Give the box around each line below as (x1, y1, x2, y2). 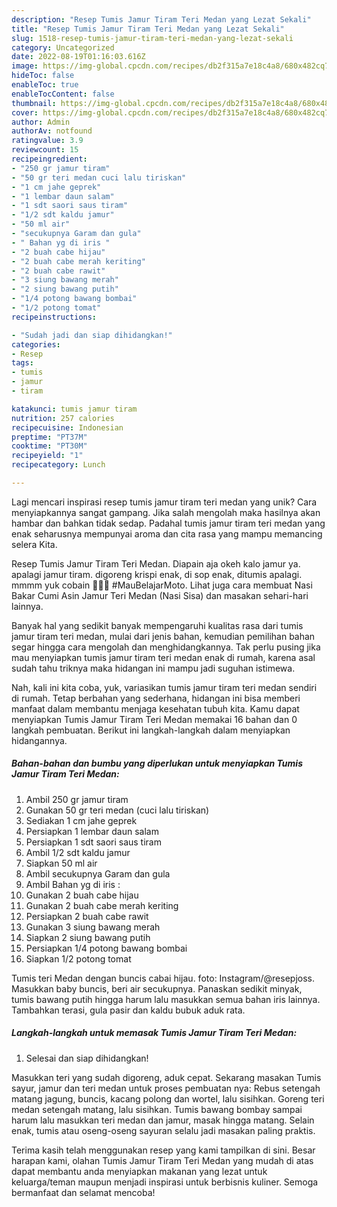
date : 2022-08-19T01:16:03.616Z (11, 52, 146, 62)
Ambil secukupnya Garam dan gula (25, 867, 171, 880)
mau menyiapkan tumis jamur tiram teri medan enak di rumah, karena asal (11, 651, 316, 663)
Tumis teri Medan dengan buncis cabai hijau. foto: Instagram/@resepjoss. (11, 972, 315, 984)
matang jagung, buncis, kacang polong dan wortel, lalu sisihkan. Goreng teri (11, 1092, 325, 1105)
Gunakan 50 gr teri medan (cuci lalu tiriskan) (25, 804, 210, 816)
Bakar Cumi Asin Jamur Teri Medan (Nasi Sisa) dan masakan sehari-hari (11, 589, 309, 601)
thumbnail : (11, 98, 57, 108)
